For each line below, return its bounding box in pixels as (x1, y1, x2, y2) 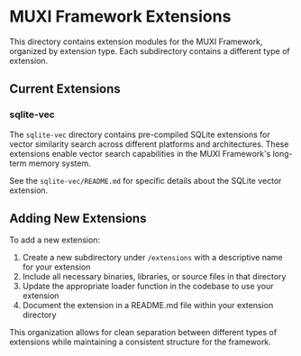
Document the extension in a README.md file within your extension (22, 300, 274, 311)
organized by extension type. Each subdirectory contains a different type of (9, 45, 290, 56)
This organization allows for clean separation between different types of (9, 327, 278, 338)
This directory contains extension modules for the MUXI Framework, (9, 36, 263, 47)
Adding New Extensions (9, 211, 147, 226)
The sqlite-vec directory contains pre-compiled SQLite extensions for (9, 129, 270, 140)
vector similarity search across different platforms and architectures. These (9, 138, 289, 150)
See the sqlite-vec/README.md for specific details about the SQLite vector (9, 175, 282, 186)
